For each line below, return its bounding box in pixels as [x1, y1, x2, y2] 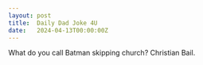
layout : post [8, 11, 52, 20]
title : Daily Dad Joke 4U [8, 19, 98, 27]
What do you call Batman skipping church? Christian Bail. [8, 48, 196, 58]
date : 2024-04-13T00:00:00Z [8, 26, 109, 34]
